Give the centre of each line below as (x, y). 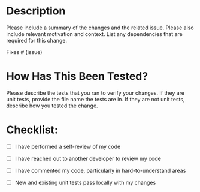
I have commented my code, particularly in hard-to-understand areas (100, 170)
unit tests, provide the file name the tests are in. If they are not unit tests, (96, 99)
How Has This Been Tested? (77, 76)
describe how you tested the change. (52, 106)
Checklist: (32, 130)
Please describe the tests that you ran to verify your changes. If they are (95, 93)
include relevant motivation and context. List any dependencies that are (94, 34)
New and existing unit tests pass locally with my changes (85, 182)
